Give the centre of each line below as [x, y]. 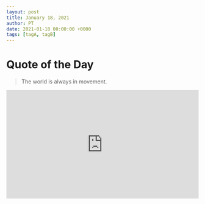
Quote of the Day [50, 65]
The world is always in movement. [64, 82]
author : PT [20, 23]
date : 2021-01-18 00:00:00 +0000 [49, 29]
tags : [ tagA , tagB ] [31, 35]
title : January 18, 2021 [38, 18]
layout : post [23, 12]
